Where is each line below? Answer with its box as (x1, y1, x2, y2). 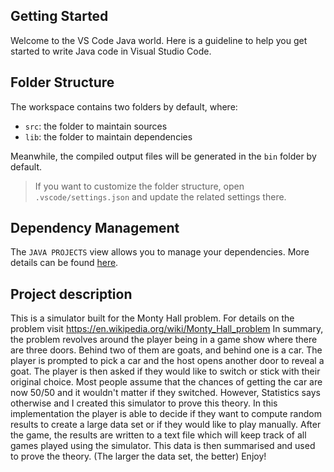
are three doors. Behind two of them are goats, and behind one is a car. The (10, 344, 323, 356)
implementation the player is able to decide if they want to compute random (10, 408, 322, 420)
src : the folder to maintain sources (24, 120, 168, 132)
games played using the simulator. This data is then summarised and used (10, 440, 316, 452)
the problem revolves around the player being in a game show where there (10, 334, 318, 346)
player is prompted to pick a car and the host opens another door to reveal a (10, 355, 325, 367)
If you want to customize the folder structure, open (34, 180, 245, 192)
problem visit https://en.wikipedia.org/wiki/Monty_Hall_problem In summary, (10, 323, 324, 335)
